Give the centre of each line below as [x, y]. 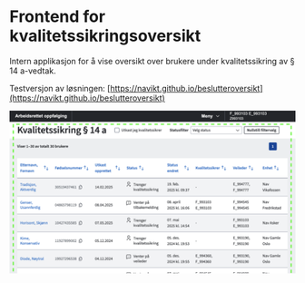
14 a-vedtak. [33, 71]
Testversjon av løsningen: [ [60, 88]
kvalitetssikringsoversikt [105, 36]
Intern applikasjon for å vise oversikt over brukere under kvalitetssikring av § [152, 61]
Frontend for [58, 17]
